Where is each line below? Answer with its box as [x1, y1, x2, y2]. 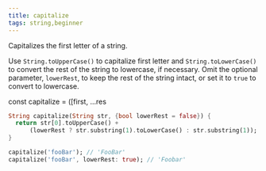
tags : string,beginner [8, 19, 83, 27]
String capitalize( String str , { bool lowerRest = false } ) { [8, 112, 212, 120]
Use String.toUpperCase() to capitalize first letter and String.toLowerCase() [8, 56, 257, 66]
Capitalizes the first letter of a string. [8, 40, 128, 50]
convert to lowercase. [8, 81, 79, 91]
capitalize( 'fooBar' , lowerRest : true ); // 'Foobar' [8, 155, 187, 163]
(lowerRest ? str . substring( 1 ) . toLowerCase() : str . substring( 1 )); [29, 127, 258, 135]
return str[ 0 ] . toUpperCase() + [15, 120, 119, 127]
